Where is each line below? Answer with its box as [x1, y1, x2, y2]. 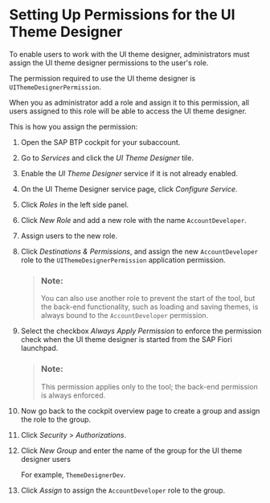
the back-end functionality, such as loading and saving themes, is [40, 302, 259, 311]
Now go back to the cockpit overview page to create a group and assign [20, 406, 260, 415]
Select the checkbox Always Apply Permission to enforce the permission [20, 326, 262, 336]
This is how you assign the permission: [9, 122, 138, 131]
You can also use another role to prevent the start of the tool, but [40, 294, 256, 303]
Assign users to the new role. [20, 231, 118, 241]
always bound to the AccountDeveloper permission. [40, 311, 209, 320]
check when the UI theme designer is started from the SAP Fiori [20, 335, 232, 344]
